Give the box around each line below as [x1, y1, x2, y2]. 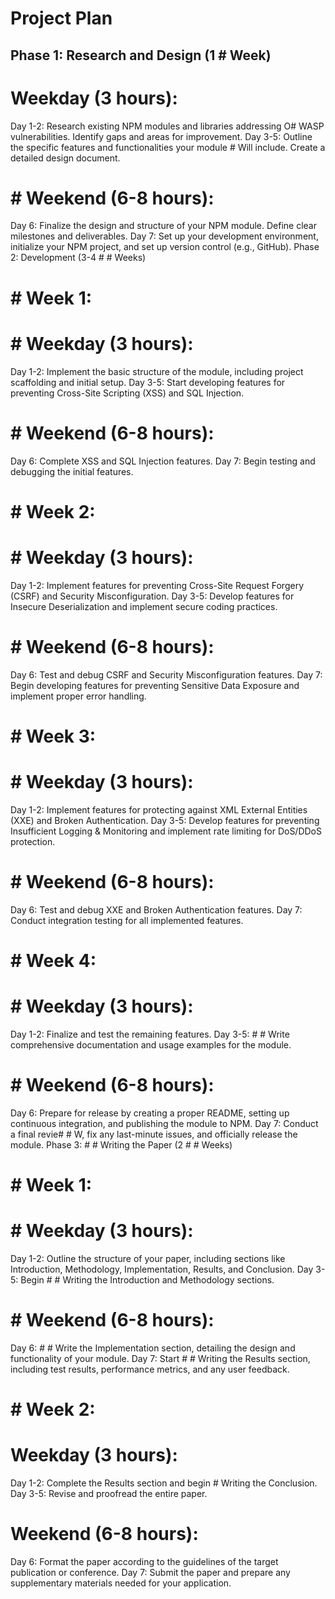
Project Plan [10, 7, 113, 30]
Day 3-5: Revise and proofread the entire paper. [10, 1487, 208, 1499]
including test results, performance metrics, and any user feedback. [10, 1363, 290, 1375]
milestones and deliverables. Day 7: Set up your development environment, [10, 230, 319, 242]
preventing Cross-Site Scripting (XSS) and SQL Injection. [10, 387, 245, 399]
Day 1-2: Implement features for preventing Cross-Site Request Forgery [10, 579, 305, 591]
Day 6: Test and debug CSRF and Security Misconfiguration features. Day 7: [10, 668, 323, 681]
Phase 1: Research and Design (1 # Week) [10, 47, 272, 64]
